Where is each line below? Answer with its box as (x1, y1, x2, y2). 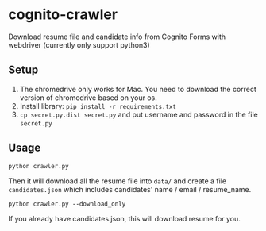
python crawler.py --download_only (8, 200, 126, 208)
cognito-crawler (8, 6, 118, 24)
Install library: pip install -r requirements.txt (19, 101, 177, 110)
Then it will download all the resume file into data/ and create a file (8, 176, 227, 186)
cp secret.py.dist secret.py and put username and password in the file (19, 110, 258, 119)
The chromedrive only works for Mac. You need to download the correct (19, 84, 256, 94)
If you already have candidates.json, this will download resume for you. (8, 214, 241, 223)
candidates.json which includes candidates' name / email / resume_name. (8, 184, 252, 194)
